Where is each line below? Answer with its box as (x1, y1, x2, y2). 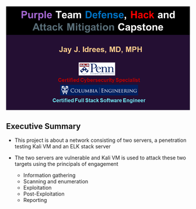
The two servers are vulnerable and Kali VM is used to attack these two (14, 154, 187, 161)
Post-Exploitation (23, 190, 65, 197)
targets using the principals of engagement (14, 161, 118, 168)
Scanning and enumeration (23, 178, 89, 185)
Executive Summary (6, 121, 81, 131)
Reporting (23, 197, 47, 204)
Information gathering (23, 172, 76, 179)
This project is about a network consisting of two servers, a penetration (14, 137, 187, 144)
